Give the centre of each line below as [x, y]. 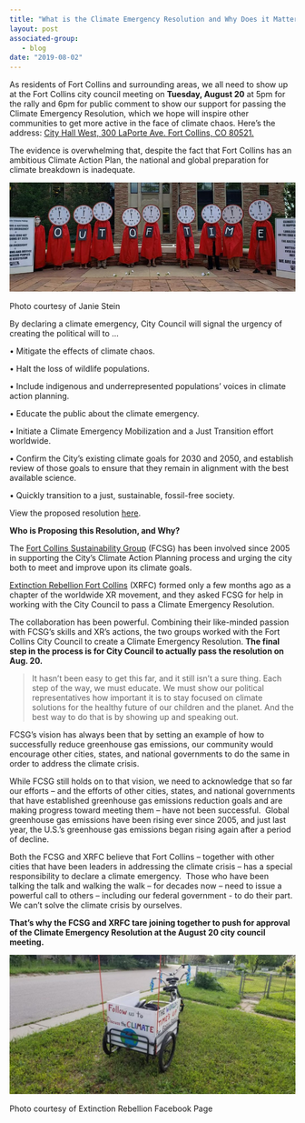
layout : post [34, 29]
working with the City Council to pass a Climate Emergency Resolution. [142, 604]
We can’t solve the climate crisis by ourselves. [96, 905]
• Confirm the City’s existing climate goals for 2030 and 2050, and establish [152, 458]
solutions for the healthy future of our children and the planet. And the [162, 707]
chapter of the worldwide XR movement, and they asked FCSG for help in [147, 595]
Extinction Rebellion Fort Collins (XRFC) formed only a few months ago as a [150, 585]
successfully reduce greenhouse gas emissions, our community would [142, 744]
